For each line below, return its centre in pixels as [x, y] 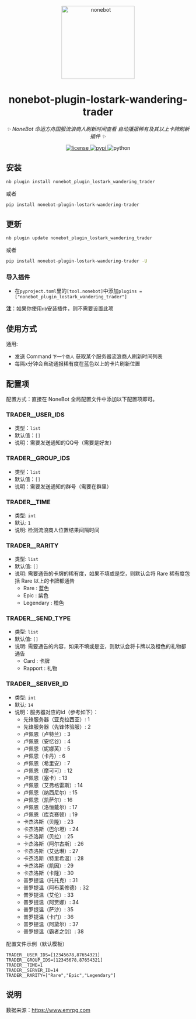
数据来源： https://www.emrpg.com [48, 1010]
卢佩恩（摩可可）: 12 [48, 770]
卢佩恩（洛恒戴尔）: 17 [50, 807]
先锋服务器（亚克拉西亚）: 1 [57, 719]
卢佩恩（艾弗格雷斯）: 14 [53, 785]
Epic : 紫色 [36, 595]
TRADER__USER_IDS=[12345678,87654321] [53, 955]
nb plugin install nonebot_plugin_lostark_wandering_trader [81, 181]
